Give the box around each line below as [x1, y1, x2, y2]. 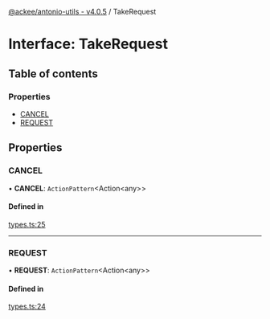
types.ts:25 [8, 219, 46, 229]
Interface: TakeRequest [8, 35, 169, 53]
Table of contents [8, 67, 98, 80]
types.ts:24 [8, 301, 47, 312]
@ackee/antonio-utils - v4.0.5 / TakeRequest [8, 7, 157, 16]
